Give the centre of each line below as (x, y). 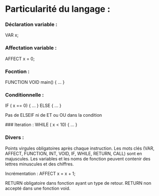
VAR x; (12, 35)
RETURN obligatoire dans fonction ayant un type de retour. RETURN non (78, 183)
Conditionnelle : (25, 95)
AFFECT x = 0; (20, 59)
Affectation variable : (31, 48)
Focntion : (17, 71)
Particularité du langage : (58, 9)
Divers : (15, 137)
